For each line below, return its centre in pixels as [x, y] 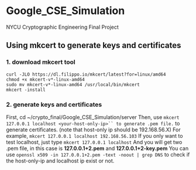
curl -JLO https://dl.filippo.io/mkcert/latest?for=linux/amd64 [86, 74]
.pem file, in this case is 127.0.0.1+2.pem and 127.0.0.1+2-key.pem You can [97, 148]
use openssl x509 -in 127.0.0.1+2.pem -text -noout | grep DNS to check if [98, 154]
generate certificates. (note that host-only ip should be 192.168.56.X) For [93, 130]
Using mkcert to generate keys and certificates [94, 45]
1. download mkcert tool [41, 62]
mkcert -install [26, 90]
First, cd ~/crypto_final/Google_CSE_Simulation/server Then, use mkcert [93, 117]
